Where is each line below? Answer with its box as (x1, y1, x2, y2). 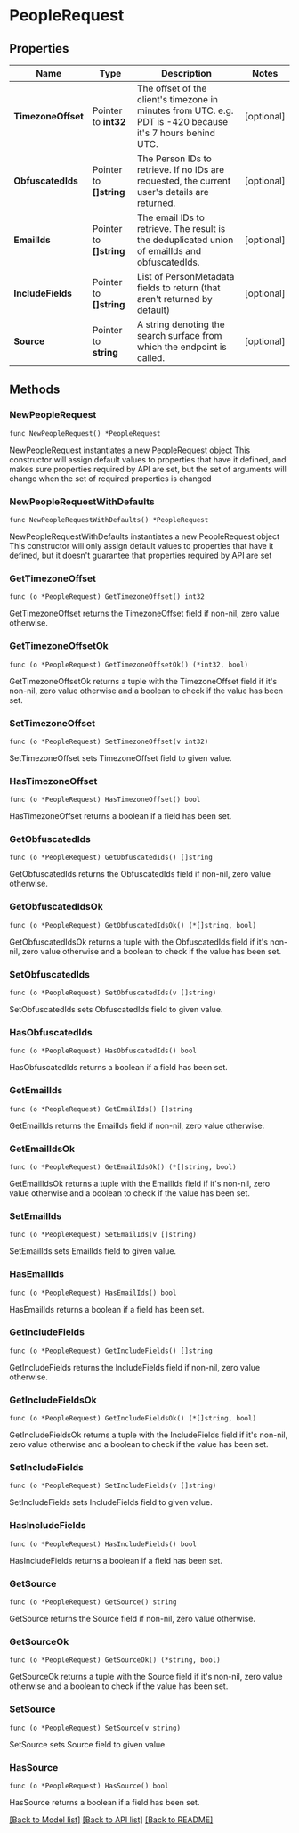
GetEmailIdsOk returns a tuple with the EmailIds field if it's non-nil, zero (9, 1178, 271, 1189)
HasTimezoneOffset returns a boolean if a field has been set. (9, 811, 232, 822)
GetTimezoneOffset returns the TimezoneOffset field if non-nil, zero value (9, 608, 280, 619)
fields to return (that (136, 282, 221, 294)
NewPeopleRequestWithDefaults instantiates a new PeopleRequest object (9, 531, 280, 542)
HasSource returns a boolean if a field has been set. (9, 1796, 200, 1807)
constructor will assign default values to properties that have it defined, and (9, 454, 287, 464)
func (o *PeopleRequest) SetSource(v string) (9, 1723, 181, 1732)
